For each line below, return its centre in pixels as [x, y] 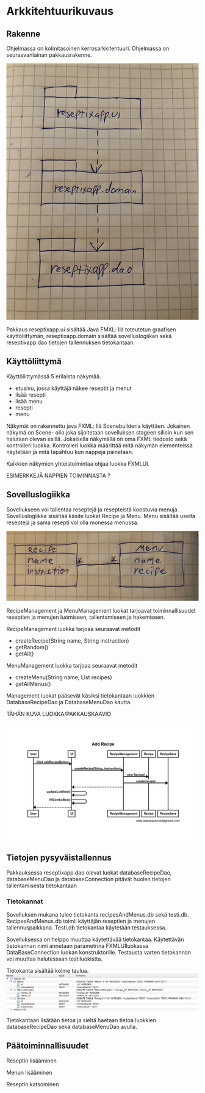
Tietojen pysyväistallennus [59, 858]
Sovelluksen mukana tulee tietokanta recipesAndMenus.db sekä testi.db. [98, 914]
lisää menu [29, 401]
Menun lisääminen [29, 1072]
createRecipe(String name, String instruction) [72, 641]
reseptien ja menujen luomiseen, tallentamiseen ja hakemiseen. [86, 617]
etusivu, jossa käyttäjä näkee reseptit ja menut [74, 388]
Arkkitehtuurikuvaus [60, 11]
